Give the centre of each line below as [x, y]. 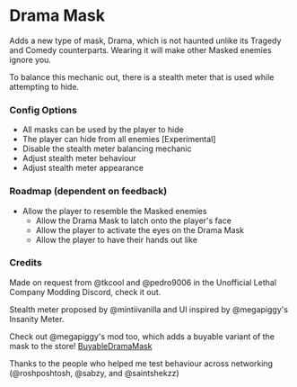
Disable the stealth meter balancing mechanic [107, 148]
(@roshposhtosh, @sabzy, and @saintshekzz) [94, 373]
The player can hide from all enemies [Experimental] [119, 139]
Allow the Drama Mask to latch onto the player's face [133, 220]
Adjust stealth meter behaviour [79, 158]
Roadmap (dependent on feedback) [88, 192]
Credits [26, 263]
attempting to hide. [44, 86]
